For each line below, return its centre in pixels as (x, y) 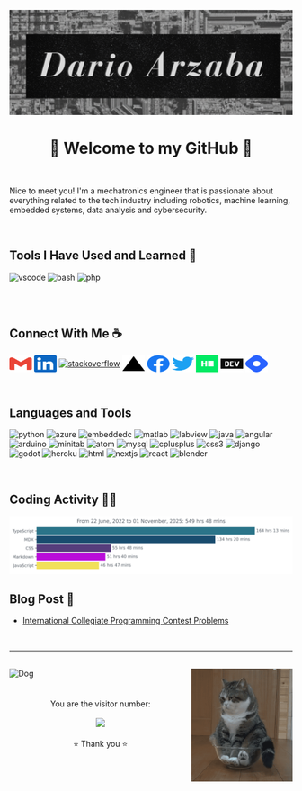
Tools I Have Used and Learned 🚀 (103, 256)
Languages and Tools (71, 413)
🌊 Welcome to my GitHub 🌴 (151, 148)
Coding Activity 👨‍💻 (63, 499)
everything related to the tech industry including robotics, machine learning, (150, 200)
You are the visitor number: (101, 704)
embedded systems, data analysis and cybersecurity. (108, 210)
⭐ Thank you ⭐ (101, 744)
